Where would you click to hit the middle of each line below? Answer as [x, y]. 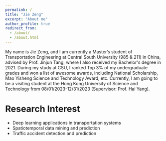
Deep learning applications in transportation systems [67, 123]
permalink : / [19, 10]
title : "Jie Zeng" [24, 14]
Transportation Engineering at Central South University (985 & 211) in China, [83, 57]
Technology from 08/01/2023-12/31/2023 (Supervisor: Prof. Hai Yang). [78, 89]
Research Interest [43, 109]
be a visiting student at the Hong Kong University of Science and [72, 83]
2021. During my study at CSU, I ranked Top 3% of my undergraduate [77, 67]
